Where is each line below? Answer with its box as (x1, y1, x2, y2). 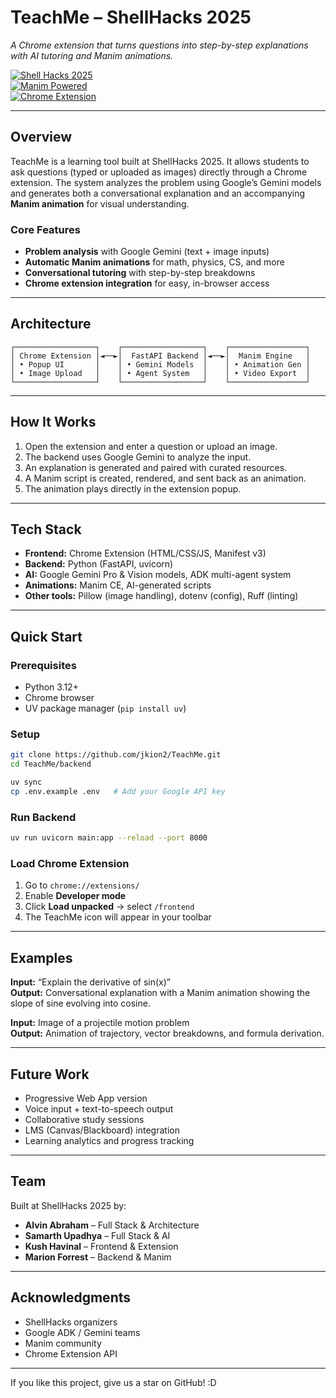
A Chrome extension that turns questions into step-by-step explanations (10, 39, 309, 51)
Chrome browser (24, 692, 95, 704)
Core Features (10, 222, 81, 236)
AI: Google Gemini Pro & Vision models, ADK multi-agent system (24, 569, 292, 581)
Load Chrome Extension (10, 857, 130, 871)
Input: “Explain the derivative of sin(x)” (10, 976, 171, 988)
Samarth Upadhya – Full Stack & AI (24, 1229, 171, 1241)
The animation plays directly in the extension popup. (24, 482, 242, 495)
